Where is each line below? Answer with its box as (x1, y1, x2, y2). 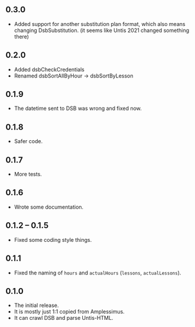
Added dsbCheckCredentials (14, 66, 85, 73)
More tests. (14, 171, 42, 178)
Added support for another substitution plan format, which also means (14, 20, 186, 27)
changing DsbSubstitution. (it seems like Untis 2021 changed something (14, 27, 190, 34)
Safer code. (14, 138, 43, 145)
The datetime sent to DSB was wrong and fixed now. (14, 105, 142, 112)
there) (14, 33, 29, 40)
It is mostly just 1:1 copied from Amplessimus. (14, 308, 125, 315)
